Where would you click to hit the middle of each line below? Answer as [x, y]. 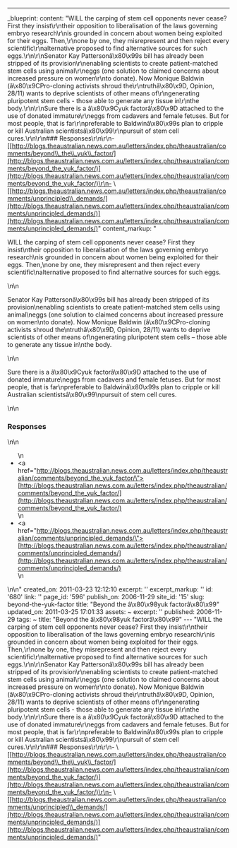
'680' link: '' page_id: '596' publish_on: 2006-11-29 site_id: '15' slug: [106, 597]
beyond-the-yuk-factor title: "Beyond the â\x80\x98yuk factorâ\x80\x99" [114, 604]
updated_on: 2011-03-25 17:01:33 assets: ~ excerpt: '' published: [101, 612]
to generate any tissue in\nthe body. [60, 344]
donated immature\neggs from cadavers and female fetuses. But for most [114, 379]
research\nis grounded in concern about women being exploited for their [113, 257]
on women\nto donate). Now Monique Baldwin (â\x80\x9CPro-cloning [109, 322]
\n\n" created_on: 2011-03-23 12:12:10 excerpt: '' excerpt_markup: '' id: [110, 589]
